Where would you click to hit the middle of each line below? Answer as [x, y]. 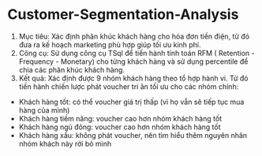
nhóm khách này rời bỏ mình [65, 143]
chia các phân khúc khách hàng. [72, 69]
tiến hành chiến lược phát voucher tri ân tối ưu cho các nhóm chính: [129, 86]
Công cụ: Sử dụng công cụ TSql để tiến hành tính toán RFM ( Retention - [137, 53]
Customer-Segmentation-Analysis [123, 15]
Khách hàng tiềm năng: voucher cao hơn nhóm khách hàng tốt [120, 118]
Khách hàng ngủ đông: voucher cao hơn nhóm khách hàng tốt [120, 127]
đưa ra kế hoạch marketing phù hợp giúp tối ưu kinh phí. [110, 44]
